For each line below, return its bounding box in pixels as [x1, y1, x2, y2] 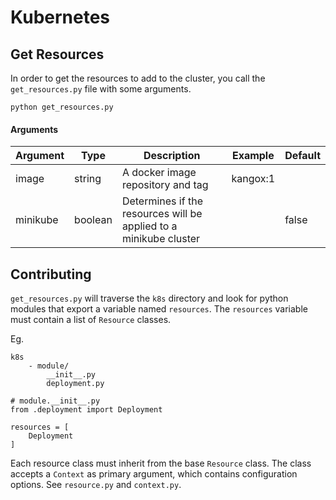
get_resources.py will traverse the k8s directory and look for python [10, 292, 289, 305]
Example [231, 149, 275, 163]
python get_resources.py [10, 102, 114, 112]
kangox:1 [231, 172, 276, 186]
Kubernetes [10, 6, 111, 29]
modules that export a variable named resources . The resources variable [10, 303, 308, 315]
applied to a [121, 219, 178, 233]
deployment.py [46, 379, 105, 389]
